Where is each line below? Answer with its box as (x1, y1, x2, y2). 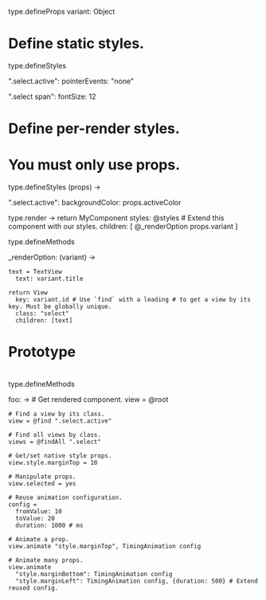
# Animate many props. (8, 556, 84, 564)
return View (8, 289, 48, 297)
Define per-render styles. (8, 119, 181, 138)
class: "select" (15, 310, 69, 318)
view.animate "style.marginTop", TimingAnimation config (8, 543, 201, 551)
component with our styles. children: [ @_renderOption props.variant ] (8, 222, 238, 232)
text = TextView (8, 268, 62, 276)
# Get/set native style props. (8, 452, 112, 460)
